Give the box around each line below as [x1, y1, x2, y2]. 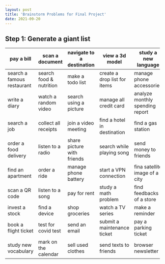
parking [134, 225, 152, 231]
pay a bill [9, 55, 31, 62]
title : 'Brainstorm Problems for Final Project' [5, 12, 107, 17]
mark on [38, 238, 57, 245]
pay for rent [67, 190, 95, 197]
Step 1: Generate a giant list [5, 34, 91, 43]
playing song [99, 149, 129, 156]
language [137, 62, 160, 68]
